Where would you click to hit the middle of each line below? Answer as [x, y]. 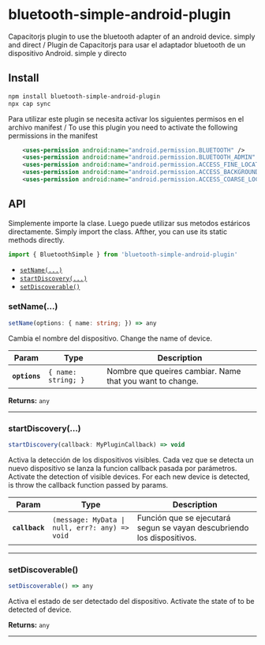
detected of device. [40, 609]
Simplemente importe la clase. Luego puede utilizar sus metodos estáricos [129, 223]
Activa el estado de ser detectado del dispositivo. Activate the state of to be [131, 602]
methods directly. [37, 240]
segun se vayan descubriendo [193, 527]
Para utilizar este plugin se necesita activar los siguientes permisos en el [126, 119]
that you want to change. [152, 381]
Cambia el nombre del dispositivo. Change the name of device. [110, 338]
